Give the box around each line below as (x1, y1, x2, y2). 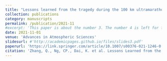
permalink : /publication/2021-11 (5, 21, 75, 26)
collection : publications (5, 12, 59, 17)
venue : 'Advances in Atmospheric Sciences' (5, 35, 97, 40)
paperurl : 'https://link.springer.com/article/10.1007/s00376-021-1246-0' (5, 44, 164, 49)
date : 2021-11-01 (5, 30, 41, 35)
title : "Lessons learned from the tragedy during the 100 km (5, 7, 135, 12)
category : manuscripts (5, 16, 52, 21)
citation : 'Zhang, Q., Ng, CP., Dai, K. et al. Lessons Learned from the (5, 48, 162, 53)
